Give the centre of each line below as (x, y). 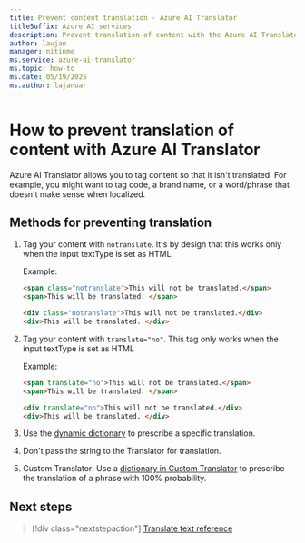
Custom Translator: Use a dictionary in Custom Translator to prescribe (153, 469)
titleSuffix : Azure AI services (70, 26)
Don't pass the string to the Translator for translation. (122, 451)
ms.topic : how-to (42, 69)
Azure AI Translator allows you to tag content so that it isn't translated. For (148, 174)
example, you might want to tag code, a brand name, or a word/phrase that (150, 184)
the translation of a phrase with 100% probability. (114, 479)
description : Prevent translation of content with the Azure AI (133, 35)
